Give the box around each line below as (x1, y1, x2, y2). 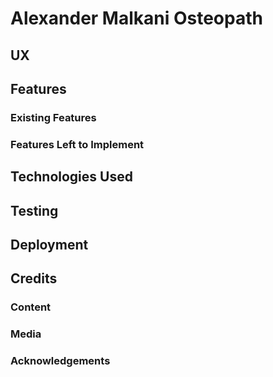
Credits (10, 270, 58, 287)
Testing (10, 202, 59, 219)
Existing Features (10, 110, 97, 124)
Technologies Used (10, 168, 133, 186)
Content (10, 300, 52, 314)
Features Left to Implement (10, 137, 145, 151)
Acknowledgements (10, 354, 111, 368)
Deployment (10, 236, 89, 253)
